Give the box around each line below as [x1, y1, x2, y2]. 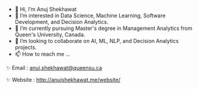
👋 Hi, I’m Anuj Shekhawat [14, 6, 77, 13]
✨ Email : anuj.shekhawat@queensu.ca [6, 65, 103, 71]
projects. [14, 44, 37, 51]
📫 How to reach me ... [14, 51, 70, 57]
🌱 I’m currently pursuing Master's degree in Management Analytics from [14, 24, 193, 32]
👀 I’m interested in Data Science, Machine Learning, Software [14, 12, 166, 19]
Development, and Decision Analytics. [14, 19, 109, 25]
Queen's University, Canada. [14, 31, 85, 38]
